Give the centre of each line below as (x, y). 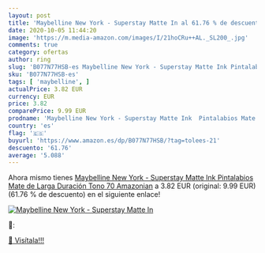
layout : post (30, 15)
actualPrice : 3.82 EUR (45, 89)
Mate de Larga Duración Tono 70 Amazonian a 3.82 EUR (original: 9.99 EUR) (132, 186)
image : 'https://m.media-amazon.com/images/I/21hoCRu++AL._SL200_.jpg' (128, 38)
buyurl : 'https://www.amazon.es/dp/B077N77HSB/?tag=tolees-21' (114, 140)
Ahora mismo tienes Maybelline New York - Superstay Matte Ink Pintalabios (131, 178)
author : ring (30, 60)
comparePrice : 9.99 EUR (47, 111)
